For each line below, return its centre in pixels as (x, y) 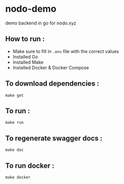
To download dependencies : (52, 84)
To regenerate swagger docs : (54, 138)
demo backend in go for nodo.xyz (41, 23)
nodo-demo (31, 9)
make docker (18, 177)
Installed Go (25, 57)
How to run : (25, 39)
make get (15, 95)
